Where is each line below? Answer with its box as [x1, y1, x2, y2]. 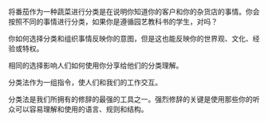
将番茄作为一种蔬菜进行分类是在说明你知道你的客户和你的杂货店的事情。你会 [8, 7, 260, 16]
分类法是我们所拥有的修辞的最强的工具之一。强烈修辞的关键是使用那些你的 [8, 95, 253, 103]
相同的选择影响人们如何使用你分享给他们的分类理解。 [8, 60, 183, 70]
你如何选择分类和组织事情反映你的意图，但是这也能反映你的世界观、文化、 [8, 34, 253, 43]
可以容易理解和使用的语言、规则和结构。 [14, 104, 148, 114]
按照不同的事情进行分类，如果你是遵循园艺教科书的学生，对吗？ [8, 17, 218, 26]
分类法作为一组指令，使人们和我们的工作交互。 [8, 78, 162, 87]
